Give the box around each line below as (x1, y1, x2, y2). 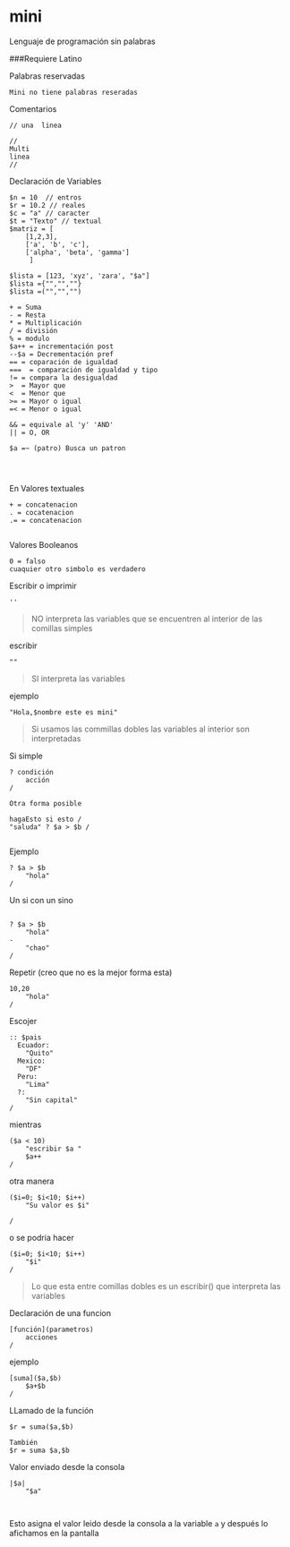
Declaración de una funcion (9, 1307, 112, 1318)
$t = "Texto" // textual (9, 217, 102, 226)
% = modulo (9, 334, 50, 343)
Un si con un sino (9, 894, 73, 905)
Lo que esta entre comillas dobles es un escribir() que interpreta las (30, 1280, 281, 1291)
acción (25, 775, 50, 784)
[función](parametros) (9, 1325, 94, 1334)
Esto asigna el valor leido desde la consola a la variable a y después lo (9, 1517, 269, 1528)
